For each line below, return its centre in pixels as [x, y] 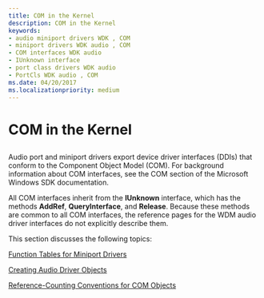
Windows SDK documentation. [59, 182]
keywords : [25, 30]
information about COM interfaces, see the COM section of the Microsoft [128, 173]
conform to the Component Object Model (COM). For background [116, 165]
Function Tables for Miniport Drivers [68, 254]
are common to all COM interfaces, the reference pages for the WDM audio [132, 215]
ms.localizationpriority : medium [64, 90]
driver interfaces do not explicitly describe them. [88, 223]
